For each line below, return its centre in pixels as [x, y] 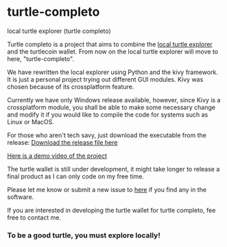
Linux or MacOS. [31, 121]
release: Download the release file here [62, 142]
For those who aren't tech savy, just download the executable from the [107, 135]
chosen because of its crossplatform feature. [71, 86]
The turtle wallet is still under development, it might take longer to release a [113, 169]
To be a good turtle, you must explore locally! [84, 235]
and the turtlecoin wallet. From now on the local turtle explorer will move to [113, 51]
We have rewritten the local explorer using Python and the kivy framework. [112, 72]
